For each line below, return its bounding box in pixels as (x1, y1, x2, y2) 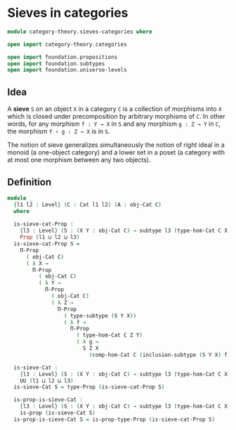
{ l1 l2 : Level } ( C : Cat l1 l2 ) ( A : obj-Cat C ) (13, 201, 162, 208)
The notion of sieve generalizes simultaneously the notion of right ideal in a (7, 141, 225, 149)
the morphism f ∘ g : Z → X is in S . (7, 127, 110, 136)
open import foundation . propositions (7, 53, 118, 60)
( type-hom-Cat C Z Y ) (76, 332, 143, 339)
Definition (7, 176, 51, 188)
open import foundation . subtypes (7, 60, 105, 67)
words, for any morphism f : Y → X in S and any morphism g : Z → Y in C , (7, 119, 221, 128)
